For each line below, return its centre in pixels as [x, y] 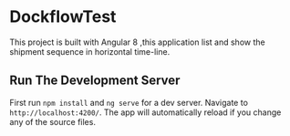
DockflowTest [63, 17]
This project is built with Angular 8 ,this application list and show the [138, 42]
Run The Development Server [95, 81]
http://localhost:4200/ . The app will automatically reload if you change [145, 112]
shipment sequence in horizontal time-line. [90, 51]
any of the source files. [52, 121]
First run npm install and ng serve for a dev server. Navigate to [129, 102]
